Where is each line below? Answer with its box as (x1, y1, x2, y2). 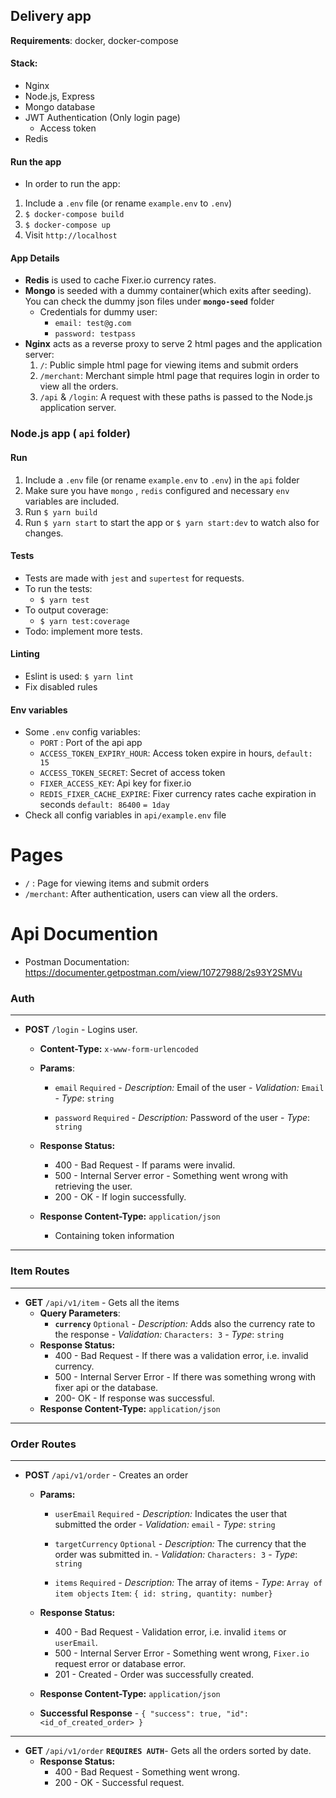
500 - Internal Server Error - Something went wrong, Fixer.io (54, 1647, 310, 1659)
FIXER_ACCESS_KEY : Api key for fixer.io (39, 777, 192, 789)
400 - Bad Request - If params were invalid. (54, 1159, 236, 1171)
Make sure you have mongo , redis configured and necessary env (24, 484, 290, 496)
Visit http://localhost (24, 229, 118, 241)
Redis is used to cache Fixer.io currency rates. (24, 274, 217, 286)
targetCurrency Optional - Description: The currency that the (54, 1537, 307, 1549)
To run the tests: (24, 582, 93, 594)
